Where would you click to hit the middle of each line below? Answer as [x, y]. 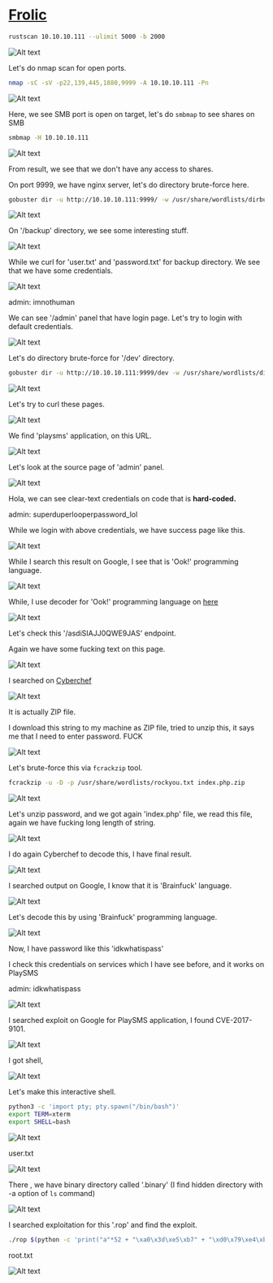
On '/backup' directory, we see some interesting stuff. [98, 231]
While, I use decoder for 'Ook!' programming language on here [113, 602]
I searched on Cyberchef [50, 681]
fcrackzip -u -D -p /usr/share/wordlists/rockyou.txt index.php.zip [127, 783]
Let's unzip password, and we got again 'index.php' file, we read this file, [131, 814]
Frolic [28, 15]
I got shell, [26, 1060]
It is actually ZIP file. [42, 712]
